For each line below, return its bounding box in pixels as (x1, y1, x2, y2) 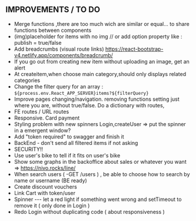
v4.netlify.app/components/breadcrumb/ (14, 51, 113, 58)
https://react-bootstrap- (105, 45, 164, 52)
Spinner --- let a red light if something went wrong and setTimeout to (14, 196, 182, 203)
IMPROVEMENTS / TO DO (5, 5, 101, 15)
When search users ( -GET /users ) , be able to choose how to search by (14, 170, 190, 177)
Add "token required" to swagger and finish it (14, 133, 124, 140)
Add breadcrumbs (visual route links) (14, 45, 104, 52)
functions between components (14, 27, 92, 34)
